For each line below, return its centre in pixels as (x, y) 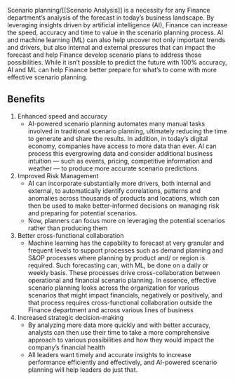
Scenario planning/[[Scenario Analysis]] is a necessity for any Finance (109, 10)
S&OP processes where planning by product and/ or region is (116, 258)
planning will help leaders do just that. (83, 369)
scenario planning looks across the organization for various (114, 288)
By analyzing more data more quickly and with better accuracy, (119, 325)
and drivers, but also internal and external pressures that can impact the (112, 47)
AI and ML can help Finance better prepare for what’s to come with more (112, 70)
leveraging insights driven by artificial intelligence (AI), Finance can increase (117, 25)
